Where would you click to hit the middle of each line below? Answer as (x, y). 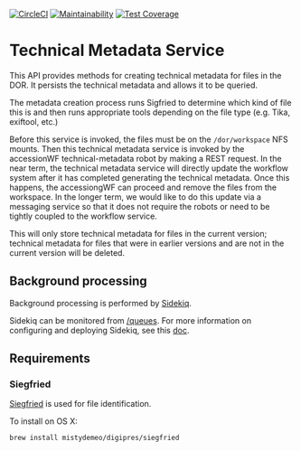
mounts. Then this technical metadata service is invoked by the (127, 148)
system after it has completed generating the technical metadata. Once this (150, 177)
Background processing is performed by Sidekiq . (101, 303)
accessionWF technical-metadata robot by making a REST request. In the (146, 158)
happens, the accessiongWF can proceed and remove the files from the (143, 187)
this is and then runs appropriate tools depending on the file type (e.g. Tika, (150, 112)
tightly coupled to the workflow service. (84, 216)
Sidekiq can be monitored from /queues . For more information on (130, 320)
